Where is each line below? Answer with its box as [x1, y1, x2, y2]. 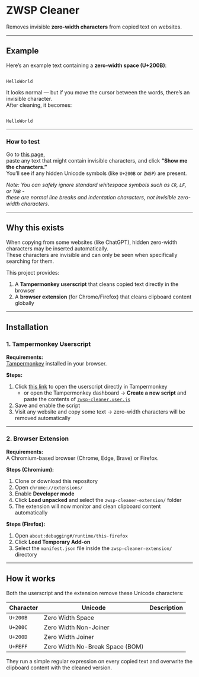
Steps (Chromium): [6, 466, 54, 473]
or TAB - [6, 187, 25, 195]
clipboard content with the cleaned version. [6, 664, 113, 671]
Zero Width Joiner [43, 632, 94, 641]
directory [14, 551, 37, 558]
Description [149, 603, 184, 612]
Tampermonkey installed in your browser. [6, 360, 107, 367]
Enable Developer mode [14, 490, 75, 497]
